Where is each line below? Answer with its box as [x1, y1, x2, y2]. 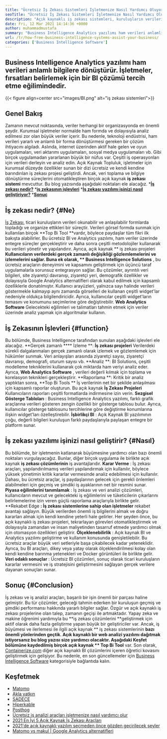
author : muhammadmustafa [5, 26, 57, 31]
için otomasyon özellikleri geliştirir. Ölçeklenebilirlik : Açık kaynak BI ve [5, 529, 151, 535]
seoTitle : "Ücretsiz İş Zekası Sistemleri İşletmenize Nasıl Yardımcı [5, 12, 155, 17]
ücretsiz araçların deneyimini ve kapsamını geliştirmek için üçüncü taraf [5, 262, 152, 268]
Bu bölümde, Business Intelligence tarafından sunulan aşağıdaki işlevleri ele [5, 338, 160, 343]
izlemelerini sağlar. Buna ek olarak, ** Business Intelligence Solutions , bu [5, 257, 161, 263]
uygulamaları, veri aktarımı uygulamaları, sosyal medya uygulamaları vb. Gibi [5, 149, 162, 155]
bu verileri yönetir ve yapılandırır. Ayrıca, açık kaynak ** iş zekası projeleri [5, 246, 156, 252]
